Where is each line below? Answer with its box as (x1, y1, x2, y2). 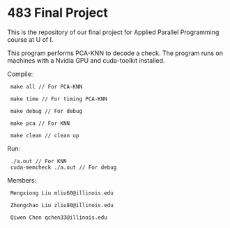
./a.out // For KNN (10, 158, 68, 165)
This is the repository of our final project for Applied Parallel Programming (7, 28, 220, 36)
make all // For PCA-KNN (10, 83, 82, 90)
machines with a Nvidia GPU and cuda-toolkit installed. (7, 56, 165, 64)
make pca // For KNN (10, 120, 70, 127)
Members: (7, 176, 37, 184)
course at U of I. (7, 35, 54, 43)
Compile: (7, 70, 33, 78)
